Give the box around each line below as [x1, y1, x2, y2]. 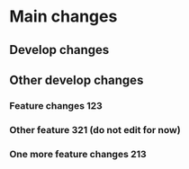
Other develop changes [9, 72, 144, 87]
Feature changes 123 [9, 99, 103, 111]
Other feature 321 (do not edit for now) [9, 123, 182, 136]
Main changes [9, 6, 118, 27]
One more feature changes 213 [9, 147, 147, 160]
